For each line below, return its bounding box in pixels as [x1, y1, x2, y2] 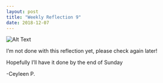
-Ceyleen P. [6, 71, 35, 78]
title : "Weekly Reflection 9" [6, 14, 82, 20]
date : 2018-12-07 [6, 20, 50, 25]
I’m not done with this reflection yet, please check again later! [6, 47, 158, 55]
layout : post [6, 8, 39, 15]
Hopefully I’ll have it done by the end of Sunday [6, 59, 123, 66]
